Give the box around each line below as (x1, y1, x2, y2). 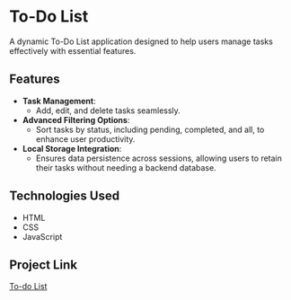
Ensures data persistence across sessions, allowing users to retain (35, 153, 283, 163)
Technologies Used (9, 189, 119, 204)
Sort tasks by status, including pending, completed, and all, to (35, 124, 265, 135)
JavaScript (22, 231, 63, 242)
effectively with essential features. (9, 45, 137, 56)
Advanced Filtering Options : (22, 114, 130, 125)
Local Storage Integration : (22, 143, 122, 154)
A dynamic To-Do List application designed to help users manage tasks (9, 36, 274, 47)
